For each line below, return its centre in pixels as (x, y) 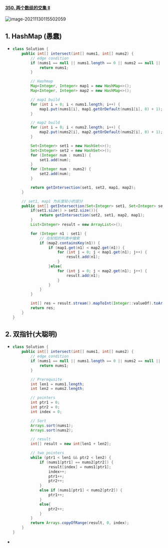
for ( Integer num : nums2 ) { (61, 169)
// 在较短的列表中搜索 (59, 238)
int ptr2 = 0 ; (45, 407)
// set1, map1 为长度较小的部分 (52, 201)
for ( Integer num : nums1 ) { (61, 155)
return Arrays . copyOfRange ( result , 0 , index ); (80, 523)
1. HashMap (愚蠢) (33, 36)
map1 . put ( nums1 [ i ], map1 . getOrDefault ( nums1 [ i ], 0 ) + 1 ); (101, 109)
